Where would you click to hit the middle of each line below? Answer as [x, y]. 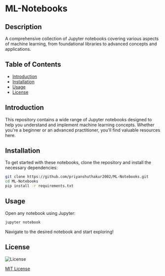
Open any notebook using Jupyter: [40, 213]
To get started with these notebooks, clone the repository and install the [78, 163]
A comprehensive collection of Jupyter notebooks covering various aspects [82, 38]
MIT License [18, 269]
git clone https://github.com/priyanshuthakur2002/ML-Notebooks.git [77, 177]
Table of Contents [33, 65]
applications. [18, 49]
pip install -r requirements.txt [39, 186]
